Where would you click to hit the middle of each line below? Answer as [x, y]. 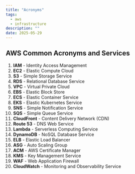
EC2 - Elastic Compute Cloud [43, 70]
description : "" [23, 28]
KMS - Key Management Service [47, 155]
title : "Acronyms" [25, 10]
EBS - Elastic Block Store [39, 92]
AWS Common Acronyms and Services [68, 53]
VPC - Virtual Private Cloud [41, 86]
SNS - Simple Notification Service [48, 107]
